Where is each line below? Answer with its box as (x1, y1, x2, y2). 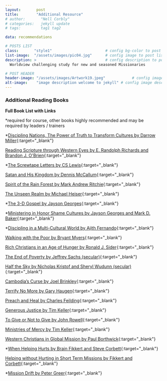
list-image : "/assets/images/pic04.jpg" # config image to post (5, 53, 155, 58)
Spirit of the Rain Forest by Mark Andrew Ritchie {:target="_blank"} (5, 182, 141, 188)
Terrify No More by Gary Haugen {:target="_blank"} (5, 288, 110, 294)
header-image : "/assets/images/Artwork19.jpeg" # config (5, 75, 150, 81)
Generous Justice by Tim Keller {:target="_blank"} (5, 307, 107, 313)
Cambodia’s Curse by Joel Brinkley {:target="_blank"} (5, 278, 114, 284)
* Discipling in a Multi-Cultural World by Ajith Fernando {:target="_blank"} (5, 225, 154, 231)
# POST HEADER (5, 71, 35, 76)
